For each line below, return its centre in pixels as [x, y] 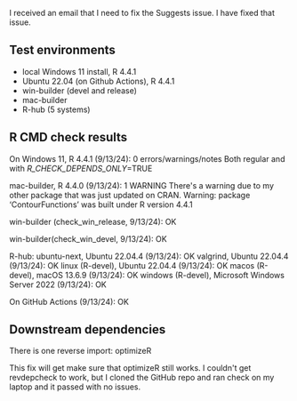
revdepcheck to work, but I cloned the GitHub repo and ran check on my [142, 378]
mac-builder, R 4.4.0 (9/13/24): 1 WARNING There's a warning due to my [141, 185]
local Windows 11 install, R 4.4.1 [79, 71]
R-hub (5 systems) [56, 109]
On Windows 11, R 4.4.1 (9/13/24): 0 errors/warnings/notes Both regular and [147, 158]
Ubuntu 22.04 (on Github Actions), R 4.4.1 [98, 81]
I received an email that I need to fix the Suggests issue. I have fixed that [142, 13]
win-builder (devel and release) [80, 90]
